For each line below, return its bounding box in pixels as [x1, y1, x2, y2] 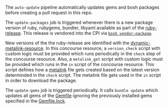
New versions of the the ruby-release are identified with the [5, 40, 130, 46]
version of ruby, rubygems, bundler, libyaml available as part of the [5, 25, 145, 31]
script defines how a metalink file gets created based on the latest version [5, 67, 159, 73]
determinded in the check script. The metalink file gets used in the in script [5, 72, 161, 78]
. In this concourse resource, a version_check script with [43, 45, 160, 51]
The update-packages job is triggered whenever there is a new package [5, 20, 153, 25]
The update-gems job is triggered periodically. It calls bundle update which [5, 87, 158, 93]
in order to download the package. [5, 78, 77, 83]
